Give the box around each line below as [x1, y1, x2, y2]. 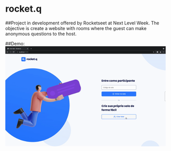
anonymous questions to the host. [5, 31, 77, 37]
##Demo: [5, 40, 25, 46]
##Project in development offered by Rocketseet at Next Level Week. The [5, 20, 159, 26]
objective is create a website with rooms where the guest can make [5, 25, 147, 31]
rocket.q [5, 3, 42, 15]
